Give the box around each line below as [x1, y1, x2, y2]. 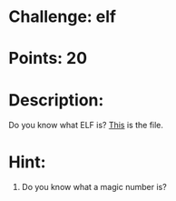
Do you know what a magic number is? [21, 182, 167, 193]
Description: [8, 89, 104, 110]
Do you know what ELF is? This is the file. [8, 120, 164, 131]
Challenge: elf [8, 6, 117, 27]
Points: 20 [8, 48, 88, 69]
